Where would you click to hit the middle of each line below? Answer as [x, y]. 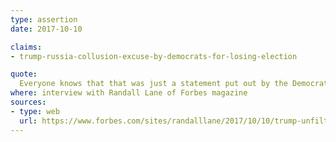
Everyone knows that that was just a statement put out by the [153, 84]
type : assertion [44, 19]
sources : [28, 102]
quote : [24, 74]
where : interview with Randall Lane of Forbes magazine [129, 93]
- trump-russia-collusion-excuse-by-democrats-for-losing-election [154, 56]
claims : [26, 47]
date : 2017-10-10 [46, 29]
